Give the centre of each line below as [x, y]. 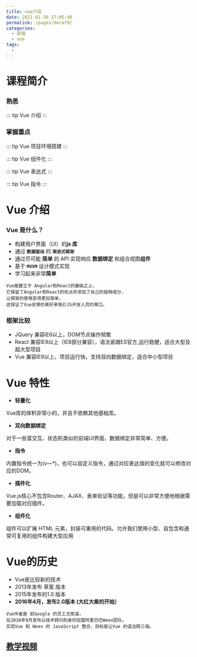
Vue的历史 [32, 562]
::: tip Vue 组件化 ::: [29, 159]
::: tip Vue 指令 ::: [27, 183]
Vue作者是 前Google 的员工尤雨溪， [45, 614]
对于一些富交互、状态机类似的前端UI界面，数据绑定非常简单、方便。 [89, 438]
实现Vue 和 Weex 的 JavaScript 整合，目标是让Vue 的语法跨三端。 [80, 627]
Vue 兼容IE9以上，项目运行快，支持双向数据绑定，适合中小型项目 [94, 357]
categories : [21, 28]
